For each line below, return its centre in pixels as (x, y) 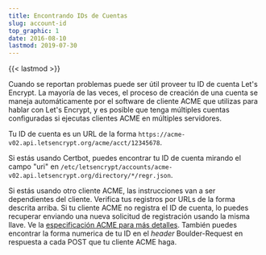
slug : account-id (37, 23)
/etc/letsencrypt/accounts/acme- (116, 167)
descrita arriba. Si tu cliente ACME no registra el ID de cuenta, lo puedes (129, 208)
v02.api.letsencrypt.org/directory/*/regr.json (90, 176)
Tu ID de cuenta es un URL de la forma (73, 134)
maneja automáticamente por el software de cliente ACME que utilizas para (133, 101)
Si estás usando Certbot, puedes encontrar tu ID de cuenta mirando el (125, 158)
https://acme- (162, 135)
